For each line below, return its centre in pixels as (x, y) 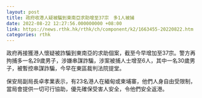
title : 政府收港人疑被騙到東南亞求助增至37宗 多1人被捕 (71, 18)
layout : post (23, 12)
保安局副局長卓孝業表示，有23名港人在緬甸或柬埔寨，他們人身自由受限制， (101, 81)
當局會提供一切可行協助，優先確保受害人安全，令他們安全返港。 (87, 89)
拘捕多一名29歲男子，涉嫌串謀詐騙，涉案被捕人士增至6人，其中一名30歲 (98, 61)
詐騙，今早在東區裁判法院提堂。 (84, 69)
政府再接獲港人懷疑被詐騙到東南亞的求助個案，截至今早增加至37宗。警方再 (101, 53)
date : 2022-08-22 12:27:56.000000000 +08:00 (64, 23)
